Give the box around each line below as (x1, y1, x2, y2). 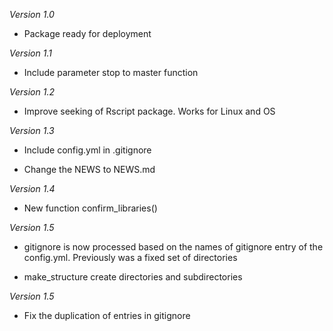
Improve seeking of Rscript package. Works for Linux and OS (23, 105, 276, 117)
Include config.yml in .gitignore (23, 144, 152, 156)
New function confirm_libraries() (23, 202, 158, 214)
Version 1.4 (9, 183, 56, 194)
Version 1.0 (9, 9, 55, 20)
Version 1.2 (9, 86, 55, 98)
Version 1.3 (9, 125, 55, 136)
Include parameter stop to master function (23, 67, 199, 78)
